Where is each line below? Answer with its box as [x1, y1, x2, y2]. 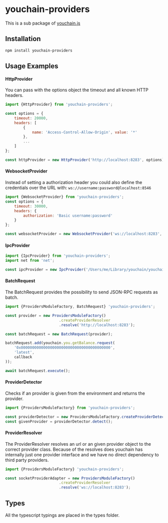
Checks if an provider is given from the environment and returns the [5, 390, 145, 396]
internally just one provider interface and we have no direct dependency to [5, 451, 159, 457]
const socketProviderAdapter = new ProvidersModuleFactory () [5, 475, 135, 481]
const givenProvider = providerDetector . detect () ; [5, 419, 113, 424]
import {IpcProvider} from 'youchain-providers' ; [5, 253, 111, 259]
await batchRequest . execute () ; [5, 368, 70, 373]
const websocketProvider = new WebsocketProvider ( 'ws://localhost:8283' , [5, 232, 162, 237]
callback [14, 355, 32, 360]
